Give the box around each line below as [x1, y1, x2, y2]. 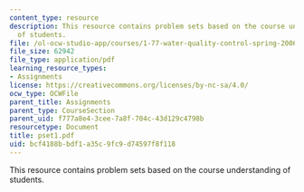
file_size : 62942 [9, 47, 75, 56]
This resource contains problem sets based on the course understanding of [9, 164, 291, 175]
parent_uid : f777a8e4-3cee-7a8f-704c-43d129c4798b [9, 114, 204, 123]
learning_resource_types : [9, 64, 107, 73]
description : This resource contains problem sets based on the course [9, 22, 285, 31]
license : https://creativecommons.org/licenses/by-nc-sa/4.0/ [9, 81, 249, 90]
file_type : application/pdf [9, 55, 116, 64]
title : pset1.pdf [9, 131, 75, 140]
